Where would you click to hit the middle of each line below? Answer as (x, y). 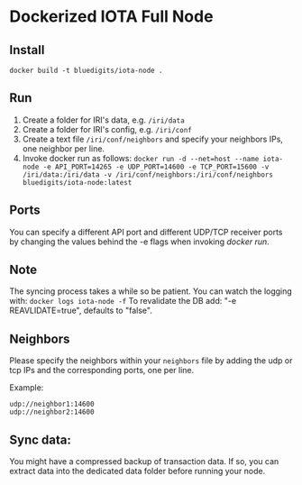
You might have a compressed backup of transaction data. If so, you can (144, 462)
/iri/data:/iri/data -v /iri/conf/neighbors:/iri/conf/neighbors (147, 174)
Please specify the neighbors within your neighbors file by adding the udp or (151, 361)
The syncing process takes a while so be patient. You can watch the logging (151, 291)
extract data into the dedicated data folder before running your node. (137, 471)
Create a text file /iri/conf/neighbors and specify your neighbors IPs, (153, 139)
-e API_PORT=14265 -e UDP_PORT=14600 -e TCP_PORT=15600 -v (156, 167)
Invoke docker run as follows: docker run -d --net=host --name (141, 158)
